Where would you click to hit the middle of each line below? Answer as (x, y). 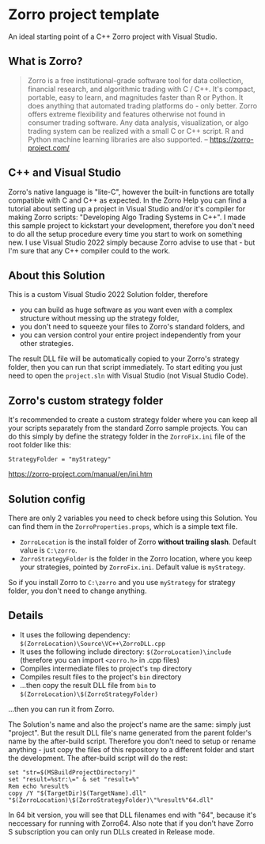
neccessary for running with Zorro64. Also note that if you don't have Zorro (131, 823)
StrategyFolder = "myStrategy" (60, 460)
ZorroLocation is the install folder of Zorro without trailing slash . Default (138, 542)
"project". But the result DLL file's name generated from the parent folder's (130, 732)
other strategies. (46, 344)
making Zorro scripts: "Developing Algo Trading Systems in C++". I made (127, 217)
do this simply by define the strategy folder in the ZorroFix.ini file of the (127, 436)
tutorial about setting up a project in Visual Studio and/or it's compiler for (127, 208)
